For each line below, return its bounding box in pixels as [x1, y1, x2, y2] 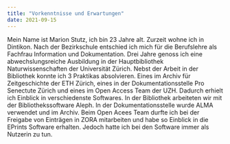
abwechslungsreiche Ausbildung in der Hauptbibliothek [7, 57, 164, 65]
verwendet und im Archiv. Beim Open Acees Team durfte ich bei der [7, 108, 200, 117]
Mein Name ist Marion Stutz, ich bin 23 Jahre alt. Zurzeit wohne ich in [7, 35, 205, 43]
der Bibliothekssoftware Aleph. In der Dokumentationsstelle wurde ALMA [7, 101, 214, 109]
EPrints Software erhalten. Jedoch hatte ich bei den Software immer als [7, 123, 209, 131]
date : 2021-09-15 [7, 16, 57, 23]
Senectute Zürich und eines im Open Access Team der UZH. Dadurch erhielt [7, 86, 223, 95]
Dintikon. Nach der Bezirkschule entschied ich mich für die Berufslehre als [7, 43, 218, 51]
